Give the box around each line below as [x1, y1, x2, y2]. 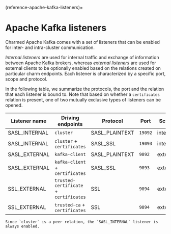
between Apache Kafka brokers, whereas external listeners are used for [5, 60, 156, 66]
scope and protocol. [5, 76, 47, 82]
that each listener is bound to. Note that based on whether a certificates [5, 91, 160, 97]
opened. [5, 102, 23, 108]
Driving [61, 114, 80, 121]
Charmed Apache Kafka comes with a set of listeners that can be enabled [5, 39, 160, 45]
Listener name [11, 117, 47, 124]
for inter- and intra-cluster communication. [5, 44, 95, 50]
